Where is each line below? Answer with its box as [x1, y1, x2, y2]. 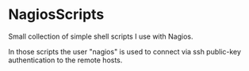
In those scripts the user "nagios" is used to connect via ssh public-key [8, 47, 242, 56]
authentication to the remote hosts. [8, 55, 123, 65]
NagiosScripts [8, 6, 105, 24]
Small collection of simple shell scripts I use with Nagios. [8, 32, 193, 41]
